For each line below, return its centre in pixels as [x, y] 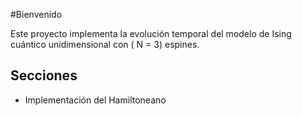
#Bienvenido [36, 14]
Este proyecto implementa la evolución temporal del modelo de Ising [151, 33]
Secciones [44, 75]
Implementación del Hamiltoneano [95, 100]
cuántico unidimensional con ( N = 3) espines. [105, 44]
